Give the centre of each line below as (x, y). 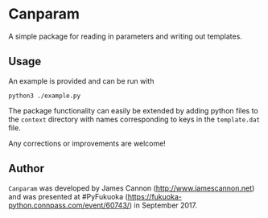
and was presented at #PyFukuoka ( (68, 196)
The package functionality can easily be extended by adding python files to (134, 110)
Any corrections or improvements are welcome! (87, 143)
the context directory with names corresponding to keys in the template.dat (134, 119)
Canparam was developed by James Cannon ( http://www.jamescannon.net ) (132, 188)
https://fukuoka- (155, 196)
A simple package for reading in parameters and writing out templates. (126, 36)
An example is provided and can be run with (81, 80)
